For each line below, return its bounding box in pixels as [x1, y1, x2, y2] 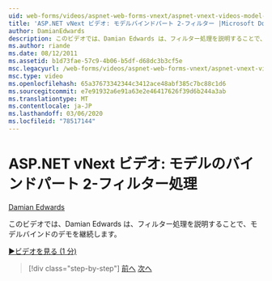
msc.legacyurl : [8, 65, 60, 73]
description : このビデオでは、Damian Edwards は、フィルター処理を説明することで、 [8, 34, 266, 43]
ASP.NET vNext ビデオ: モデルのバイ [8, 155, 254, 173]
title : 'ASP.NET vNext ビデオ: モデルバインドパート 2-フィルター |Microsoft [8, 19, 255, 28]
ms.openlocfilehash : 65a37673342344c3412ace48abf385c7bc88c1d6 [8, 79, 227, 87]
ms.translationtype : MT [8, 95, 89, 103]
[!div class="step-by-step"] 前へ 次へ [28, 263, 152, 273]
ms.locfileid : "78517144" [8, 117, 96, 126]
